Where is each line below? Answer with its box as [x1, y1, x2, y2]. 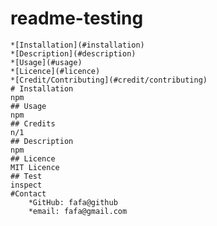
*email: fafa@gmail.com [28, 206, 128, 216]
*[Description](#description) [10, 48, 137, 59]
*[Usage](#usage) [10, 57, 83, 67]
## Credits [10, 118, 56, 129]
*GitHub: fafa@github [28, 197, 118, 207]
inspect [10, 180, 43, 190]
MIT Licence [10, 162, 60, 172]
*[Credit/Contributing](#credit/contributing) [10, 75, 208, 85]
